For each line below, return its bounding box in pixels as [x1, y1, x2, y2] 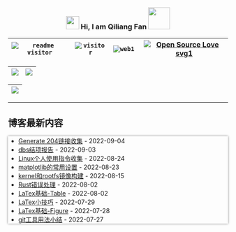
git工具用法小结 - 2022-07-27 [17, 215, 104, 224]
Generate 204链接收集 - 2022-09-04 [17, 137, 125, 145]
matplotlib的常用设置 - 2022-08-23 [17, 163, 119, 171]
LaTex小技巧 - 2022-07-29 [17, 198, 95, 206]
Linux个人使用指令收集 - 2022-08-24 [17, 154, 125, 163]
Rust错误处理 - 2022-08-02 [17, 180, 98, 189]
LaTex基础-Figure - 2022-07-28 [17, 207, 110, 215]
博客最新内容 [8, 117, 64, 129]
